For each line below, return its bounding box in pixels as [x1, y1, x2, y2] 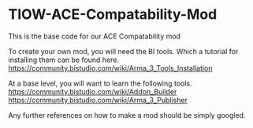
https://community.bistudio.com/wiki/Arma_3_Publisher [8, 95, 188, 104]
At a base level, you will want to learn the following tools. [8, 79, 192, 88]
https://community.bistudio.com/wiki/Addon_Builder [8, 86, 177, 96]
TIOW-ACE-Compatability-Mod [8, 5, 218, 24]
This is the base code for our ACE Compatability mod [8, 31, 181, 41]
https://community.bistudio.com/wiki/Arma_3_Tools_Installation [8, 63, 213, 72]
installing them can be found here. [8, 55, 120, 64]
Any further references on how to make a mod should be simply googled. [8, 110, 246, 119]
